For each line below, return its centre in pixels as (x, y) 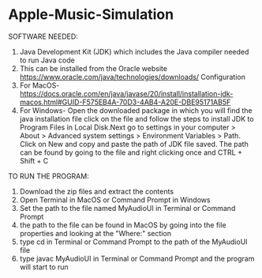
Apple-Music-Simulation (91, 15)
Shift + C (34, 160)
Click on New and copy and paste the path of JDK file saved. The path (134, 144)
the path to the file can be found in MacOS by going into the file (123, 225)
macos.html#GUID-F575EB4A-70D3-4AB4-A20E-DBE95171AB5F (125, 102)
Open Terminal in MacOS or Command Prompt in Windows (115, 200)
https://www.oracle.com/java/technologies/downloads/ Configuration (133, 77)
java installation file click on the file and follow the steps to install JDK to (137, 118)
